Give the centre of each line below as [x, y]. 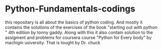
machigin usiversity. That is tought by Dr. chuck [53, 42]
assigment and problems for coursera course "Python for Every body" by [78, 37]
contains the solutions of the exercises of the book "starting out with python [81, 27]
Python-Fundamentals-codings [70, 9]
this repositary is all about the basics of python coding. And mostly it [74, 22]
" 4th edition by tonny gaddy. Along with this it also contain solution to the [79, 32]
